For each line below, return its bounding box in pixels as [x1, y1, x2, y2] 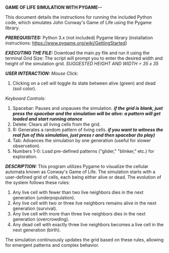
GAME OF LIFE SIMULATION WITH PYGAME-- [5, 5, 102, 10]
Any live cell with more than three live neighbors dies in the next [12, 211, 146, 217]
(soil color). [12, 86, 36, 92]
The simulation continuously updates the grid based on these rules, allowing [5, 237, 164, 242]
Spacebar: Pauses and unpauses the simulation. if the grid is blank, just [12, 105, 163, 111]
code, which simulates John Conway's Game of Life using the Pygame [5, 20, 152, 25]
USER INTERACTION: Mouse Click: [5, 70, 79, 76]
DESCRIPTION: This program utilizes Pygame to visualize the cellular [5, 163, 149, 169]
